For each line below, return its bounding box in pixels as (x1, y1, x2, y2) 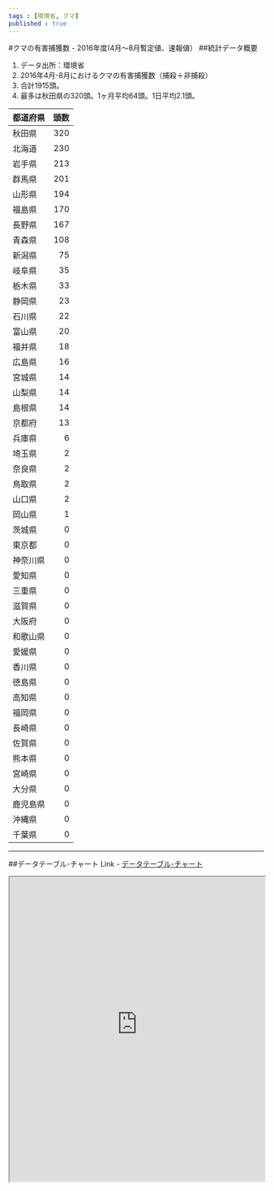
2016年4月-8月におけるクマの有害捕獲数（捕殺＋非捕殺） (19, 70, 212, 80)
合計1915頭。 (19, 80, 64, 90)
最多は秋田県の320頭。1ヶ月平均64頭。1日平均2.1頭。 (19, 90, 199, 100)
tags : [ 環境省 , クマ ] (8, 11, 79, 20)
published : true (8, 20, 67, 28)
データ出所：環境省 (19, 60, 85, 70)
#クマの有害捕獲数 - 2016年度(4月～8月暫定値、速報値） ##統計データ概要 (8, 42, 258, 53)
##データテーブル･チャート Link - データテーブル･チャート (8, 858, 203, 868)
